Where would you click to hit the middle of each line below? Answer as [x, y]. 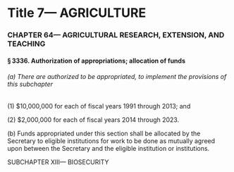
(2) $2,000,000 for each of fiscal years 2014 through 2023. [93, 119]
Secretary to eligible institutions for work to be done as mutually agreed [111, 141]
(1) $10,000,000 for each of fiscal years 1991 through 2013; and [99, 106]
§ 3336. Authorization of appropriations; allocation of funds [96, 61]
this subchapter [30, 84]
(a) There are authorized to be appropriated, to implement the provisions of [117, 77]
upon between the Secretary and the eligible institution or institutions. [109, 148]
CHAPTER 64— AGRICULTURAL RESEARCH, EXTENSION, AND [116, 35]
